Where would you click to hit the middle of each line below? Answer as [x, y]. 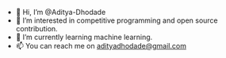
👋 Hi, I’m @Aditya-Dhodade [61, 12]
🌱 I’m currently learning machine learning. [84, 37]
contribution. [36, 29]
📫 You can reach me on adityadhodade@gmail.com [101, 46]
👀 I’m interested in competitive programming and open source [117, 20]
